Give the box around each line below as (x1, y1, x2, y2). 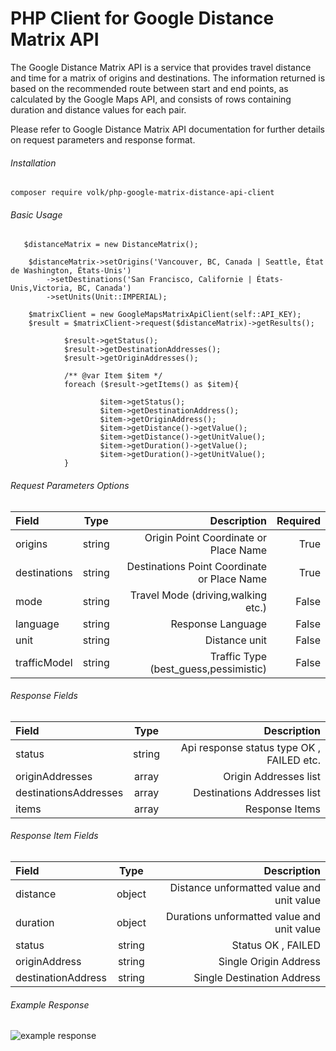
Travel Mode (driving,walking (129, 588, 268, 602)
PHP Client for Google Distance (10, 7, 275, 30)
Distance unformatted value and (169, 880, 321, 894)
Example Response (10, 998, 90, 1011)
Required (276, 513, 321, 527)
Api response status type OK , (180, 740, 321, 754)
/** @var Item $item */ (63, 371, 163, 381)
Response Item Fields (10, 830, 99, 842)
